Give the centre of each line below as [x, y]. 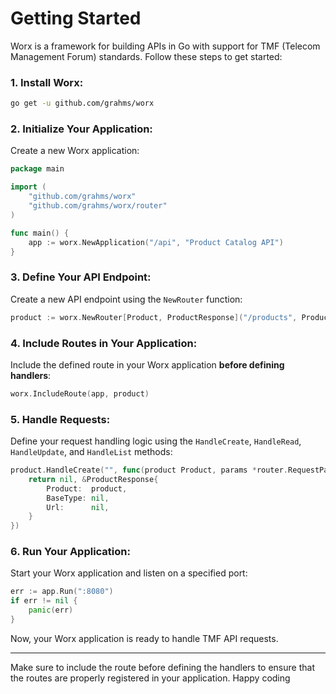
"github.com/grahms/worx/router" [98, 206]
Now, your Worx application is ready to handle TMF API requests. [144, 638]
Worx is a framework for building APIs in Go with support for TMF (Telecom [165, 46]
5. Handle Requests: [60, 419]
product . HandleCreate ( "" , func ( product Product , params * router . [149, 470]
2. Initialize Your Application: [81, 129]
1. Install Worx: [47, 82]
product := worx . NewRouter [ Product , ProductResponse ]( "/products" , [154, 317]
